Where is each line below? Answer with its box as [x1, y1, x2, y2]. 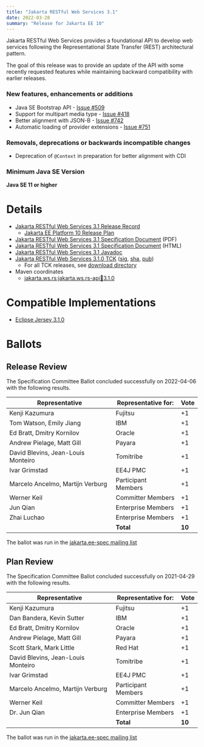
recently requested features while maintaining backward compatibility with [6, 68, 193, 76]
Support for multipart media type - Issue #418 [15, 110, 130, 118]
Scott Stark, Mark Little [9, 643, 75, 652]
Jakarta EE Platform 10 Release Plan [24, 229, 114, 236]
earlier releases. [6, 74, 47, 82]
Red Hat [115, 643, 138, 652]
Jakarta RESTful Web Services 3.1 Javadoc [15, 249, 123, 256]
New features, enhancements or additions [6, 90, 134, 98]
